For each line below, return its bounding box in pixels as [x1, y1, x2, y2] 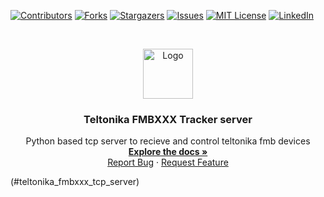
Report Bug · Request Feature [107, 156, 229, 169]
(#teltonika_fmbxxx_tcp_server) [10, 176, 140, 188]
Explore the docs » [128, 146, 208, 158]
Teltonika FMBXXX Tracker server [83, 112, 253, 126]
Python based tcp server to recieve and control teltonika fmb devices [25, 135, 311, 147]
